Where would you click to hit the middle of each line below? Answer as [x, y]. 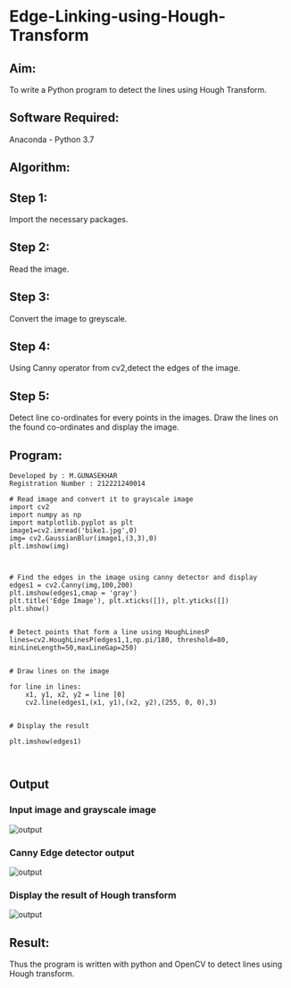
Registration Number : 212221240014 [77, 484]
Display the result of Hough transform [93, 895]
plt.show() [29, 609]
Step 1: [29, 198]
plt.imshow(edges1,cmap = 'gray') [74, 593]
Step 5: [30, 396]
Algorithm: [40, 167]
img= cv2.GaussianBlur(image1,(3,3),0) [83, 539]
